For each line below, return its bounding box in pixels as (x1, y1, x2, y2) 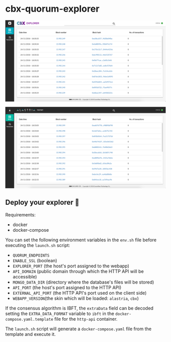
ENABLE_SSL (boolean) (12, 257, 58, 263)
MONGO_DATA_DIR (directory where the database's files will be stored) (12, 279, 154, 285)
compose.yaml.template (5, 317, 53, 322)
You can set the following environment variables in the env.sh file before (5, 237, 157, 243)
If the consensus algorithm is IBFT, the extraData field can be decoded (5, 305, 154, 311)
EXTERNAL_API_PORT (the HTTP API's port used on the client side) (12, 290, 147, 296)
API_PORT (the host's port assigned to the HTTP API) (12, 284, 122, 290)
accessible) (12, 273, 37, 279)
